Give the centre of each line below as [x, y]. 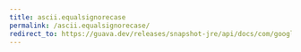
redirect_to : [34, 33]
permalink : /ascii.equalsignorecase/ [80, 26]
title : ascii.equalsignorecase [68, 17]
